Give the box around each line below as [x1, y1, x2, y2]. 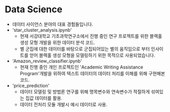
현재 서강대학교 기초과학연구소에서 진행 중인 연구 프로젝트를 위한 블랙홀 [19, 33, 162, 39]
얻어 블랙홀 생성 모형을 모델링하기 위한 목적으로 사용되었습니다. [29, 52, 156, 58]
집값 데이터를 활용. [25, 95, 62, 101]
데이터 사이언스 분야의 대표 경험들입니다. [12, 21, 93, 27]
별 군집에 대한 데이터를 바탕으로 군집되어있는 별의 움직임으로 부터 [19, 46, 150, 52]
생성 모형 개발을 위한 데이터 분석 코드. [19, 39, 95, 46]
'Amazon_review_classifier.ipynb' [12, 58, 82, 64]
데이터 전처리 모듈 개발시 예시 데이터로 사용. [19, 101, 108, 107]
